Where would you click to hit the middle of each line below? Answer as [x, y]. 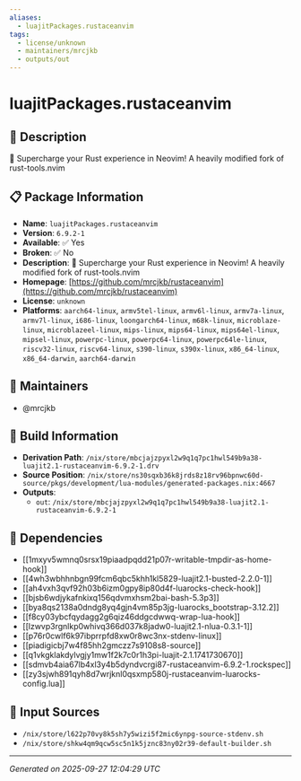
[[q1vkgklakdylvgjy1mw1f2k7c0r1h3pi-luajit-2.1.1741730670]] [133, 655]
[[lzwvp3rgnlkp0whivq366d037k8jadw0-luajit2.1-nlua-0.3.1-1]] [138, 627]
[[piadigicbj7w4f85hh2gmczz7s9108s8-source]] [112, 645]
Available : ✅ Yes [53, 242]
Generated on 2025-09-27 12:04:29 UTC [85, 769]
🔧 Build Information [64, 436]
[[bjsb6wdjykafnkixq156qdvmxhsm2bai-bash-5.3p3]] [120, 598]
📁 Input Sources [55, 711]
